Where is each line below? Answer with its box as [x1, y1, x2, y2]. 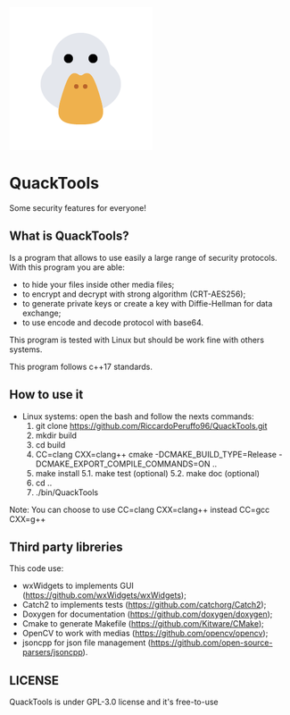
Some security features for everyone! [9, 202, 147, 213]
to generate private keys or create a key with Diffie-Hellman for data [21, 298, 273, 308]
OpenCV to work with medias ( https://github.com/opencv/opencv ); [21, 628, 269, 639]
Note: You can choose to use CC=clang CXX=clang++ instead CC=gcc [9, 504, 270, 515]
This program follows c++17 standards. [9, 361, 153, 372]
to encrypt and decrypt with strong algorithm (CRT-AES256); [21, 289, 246, 299]
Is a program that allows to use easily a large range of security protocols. [9, 252, 278, 263]
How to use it [9, 387, 84, 402]
